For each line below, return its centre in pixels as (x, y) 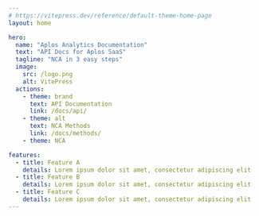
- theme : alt (44, 119)
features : (25, 155)
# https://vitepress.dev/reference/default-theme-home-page (110, 15)
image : (26, 67)
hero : (17, 37)
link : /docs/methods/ (65, 133)
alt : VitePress (48, 81)
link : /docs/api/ (58, 111)
